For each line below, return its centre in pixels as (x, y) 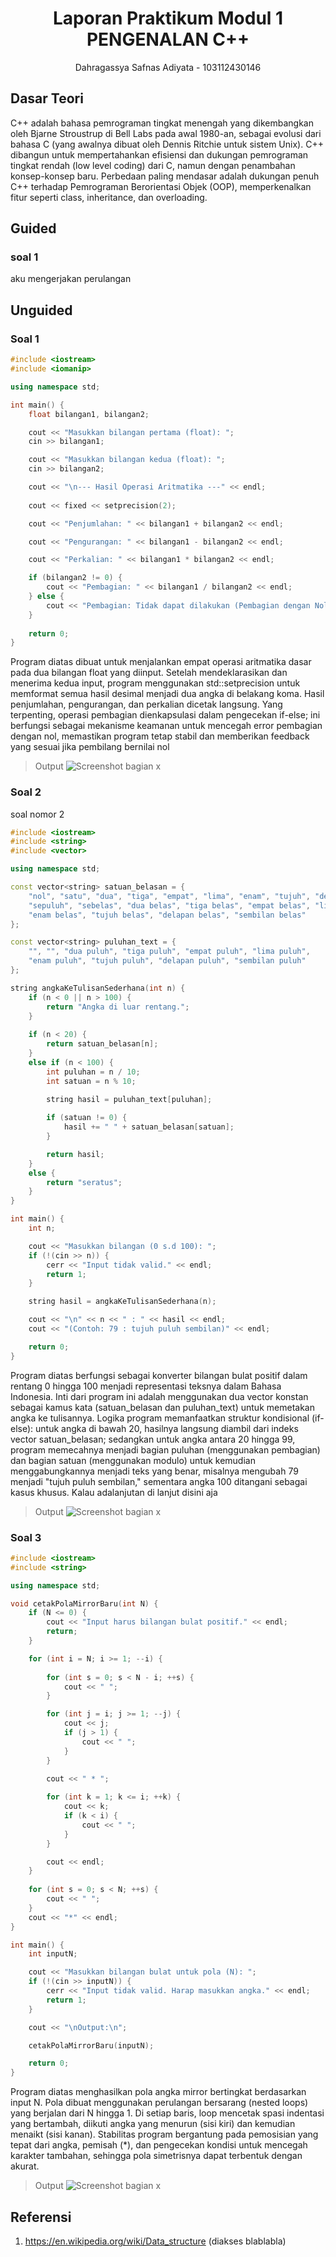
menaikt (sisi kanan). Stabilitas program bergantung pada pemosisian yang (164, 2134)
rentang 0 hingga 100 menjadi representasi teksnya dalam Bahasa (146, 1386)
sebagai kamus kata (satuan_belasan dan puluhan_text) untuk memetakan (162, 1407)
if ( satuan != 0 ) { (87, 1118)
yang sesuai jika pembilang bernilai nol (90, 747)
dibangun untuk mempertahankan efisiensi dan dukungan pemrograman (159, 154)
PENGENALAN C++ (168, 39)
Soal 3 (26, 1537)
